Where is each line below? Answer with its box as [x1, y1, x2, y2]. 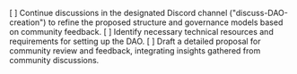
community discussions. [9, 55, 100, 65]
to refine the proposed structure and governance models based [48, 17, 284, 28]
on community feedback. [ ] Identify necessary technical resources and [9, 27, 274, 37]
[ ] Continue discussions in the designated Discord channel [9, 8, 228, 18]
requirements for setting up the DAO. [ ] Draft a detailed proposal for [9, 36, 262, 46]
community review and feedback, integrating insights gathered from [9, 45, 261, 56]
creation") [9, 17, 47, 28]
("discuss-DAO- [229, 8, 289, 18]
